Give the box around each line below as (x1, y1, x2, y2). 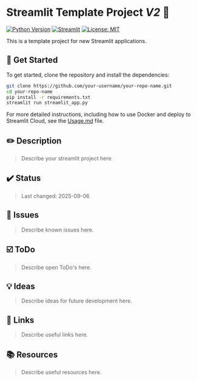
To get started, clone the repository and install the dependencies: (6, 71, 170, 78)
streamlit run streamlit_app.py (6, 100, 88, 106)
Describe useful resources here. (21, 368, 102, 376)
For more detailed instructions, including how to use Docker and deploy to (6, 111, 191, 118)
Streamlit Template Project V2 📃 (6, 5, 170, 19)
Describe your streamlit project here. (21, 155, 113, 162)
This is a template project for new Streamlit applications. (6, 37, 147, 44)
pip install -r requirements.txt (6, 94, 91, 100)
